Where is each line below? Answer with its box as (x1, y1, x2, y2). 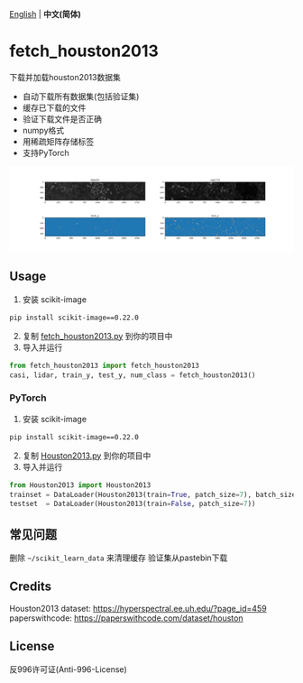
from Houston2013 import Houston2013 (9, 480, 151, 490)
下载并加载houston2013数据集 (9, 71, 122, 82)
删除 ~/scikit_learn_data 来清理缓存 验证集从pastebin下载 (9, 552, 228, 563)
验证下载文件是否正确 (22, 113, 102, 125)
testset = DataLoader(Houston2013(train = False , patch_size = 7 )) (9, 500, 256, 509)
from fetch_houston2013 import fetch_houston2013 (9, 361, 200, 370)
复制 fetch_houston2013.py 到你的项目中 (22, 330, 173, 341)
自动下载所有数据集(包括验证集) (22, 90, 140, 102)
